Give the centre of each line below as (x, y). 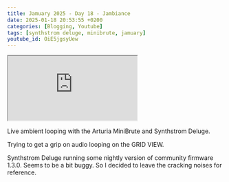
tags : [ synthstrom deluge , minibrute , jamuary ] (77, 33)
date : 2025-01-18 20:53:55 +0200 (55, 20)
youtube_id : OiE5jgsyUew (43, 39)
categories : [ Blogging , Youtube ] (55, 26)
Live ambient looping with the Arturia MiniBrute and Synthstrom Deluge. (109, 131)
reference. (22, 172)
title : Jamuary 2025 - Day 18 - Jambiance (69, 13)
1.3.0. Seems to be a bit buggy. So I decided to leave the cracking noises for (115, 165)
